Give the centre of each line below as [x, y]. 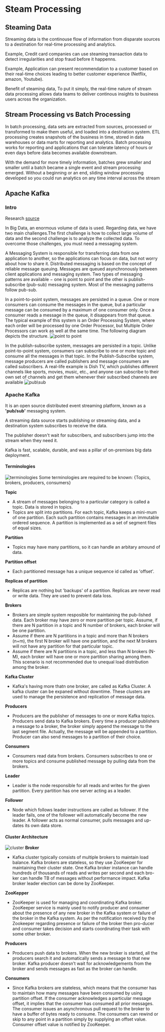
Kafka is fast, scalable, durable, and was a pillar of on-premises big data [78, 450]
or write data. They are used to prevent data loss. [62, 596]
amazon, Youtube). [24, 79]
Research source [22, 218]
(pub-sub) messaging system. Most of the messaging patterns [90, 284]
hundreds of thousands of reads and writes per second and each [78, 873]
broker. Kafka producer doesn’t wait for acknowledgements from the [82, 963]
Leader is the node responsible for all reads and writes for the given [81, 785]
